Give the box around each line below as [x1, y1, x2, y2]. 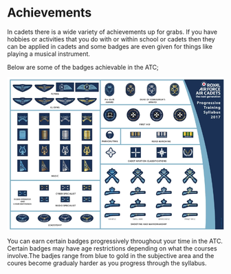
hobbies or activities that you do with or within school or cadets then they [7, 35, 215, 43]
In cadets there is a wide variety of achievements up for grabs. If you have [7, 28, 218, 36]
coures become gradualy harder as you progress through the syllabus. [7, 259, 207, 267]
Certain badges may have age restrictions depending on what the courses [7, 244, 218, 253]
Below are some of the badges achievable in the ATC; [7, 63, 159, 71]
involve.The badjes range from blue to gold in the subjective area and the [7, 252, 214, 260]
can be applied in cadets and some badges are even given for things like [7, 42, 213, 50]
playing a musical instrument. [7, 50, 91, 58]
